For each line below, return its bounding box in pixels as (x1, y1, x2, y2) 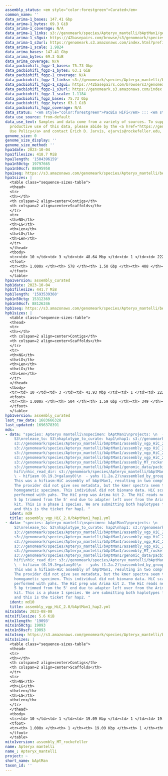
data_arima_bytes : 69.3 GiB (5, 54, 64, 59)
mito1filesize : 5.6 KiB (5, 613, 55, 618)
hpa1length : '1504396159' (5, 157, 59, 162)
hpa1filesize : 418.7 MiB (5, 152, 57, 157)
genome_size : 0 (5, 133, 37, 138)
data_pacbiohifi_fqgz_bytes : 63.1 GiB (5, 101, 86, 106)
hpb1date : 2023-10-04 (5, 282, 50, 287)
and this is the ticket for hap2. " (14, 595, 91, 600)
